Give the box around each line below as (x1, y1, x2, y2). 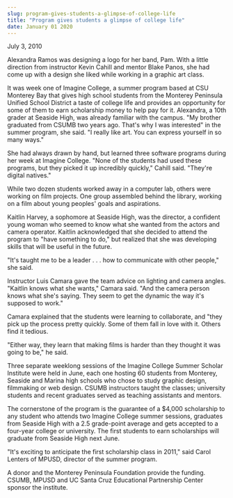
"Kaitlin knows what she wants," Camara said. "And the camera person (7, 284, 210, 293)
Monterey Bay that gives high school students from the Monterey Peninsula (7, 91, 223, 99)
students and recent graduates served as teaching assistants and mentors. (7, 391, 222, 400)
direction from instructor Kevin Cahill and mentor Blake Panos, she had (7, 63, 210, 72)
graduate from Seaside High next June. (7, 434, 120, 442)
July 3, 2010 (7, 42, 42, 51)
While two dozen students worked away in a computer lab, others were (7, 185, 211, 193)
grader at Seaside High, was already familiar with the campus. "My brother (7, 113, 221, 122)
